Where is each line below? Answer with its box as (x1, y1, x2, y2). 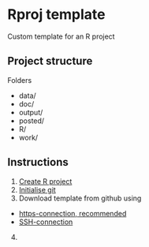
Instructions (7, 155, 69, 169)
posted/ (18, 116, 45, 125)
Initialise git (18, 185, 56, 194)
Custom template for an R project (7, 32, 115, 41)
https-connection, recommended (18, 208, 127, 218)
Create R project (18, 176, 73, 186)
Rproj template (7, 6, 106, 24)
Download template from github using (18, 193, 142, 203)
